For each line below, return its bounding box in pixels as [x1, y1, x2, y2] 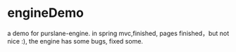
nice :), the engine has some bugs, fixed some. [7, 37, 143, 45]
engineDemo [7, 5, 85, 21]
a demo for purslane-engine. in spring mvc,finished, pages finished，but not [7, 29, 230, 37]
